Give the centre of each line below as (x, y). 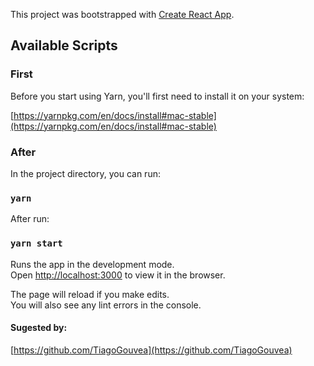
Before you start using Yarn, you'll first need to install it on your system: (157, 96)
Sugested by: (39, 328)
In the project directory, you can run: (85, 173)
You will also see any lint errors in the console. (106, 305)
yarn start (36, 243)
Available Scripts (64, 45)
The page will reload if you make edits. (90, 294)
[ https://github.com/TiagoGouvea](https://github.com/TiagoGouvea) (151, 350)
